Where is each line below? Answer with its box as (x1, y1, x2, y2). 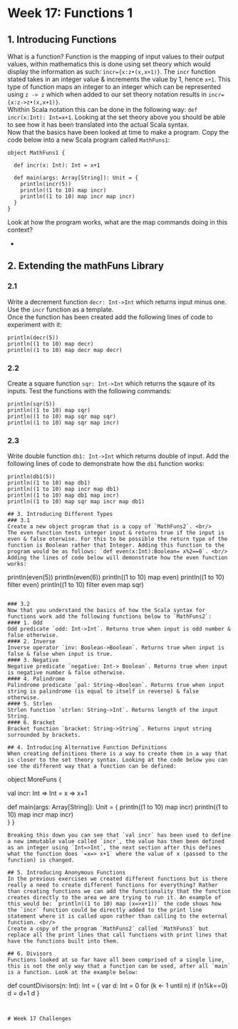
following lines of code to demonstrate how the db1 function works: (7, 460, 205, 468)
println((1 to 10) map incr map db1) (7, 486, 120, 493)
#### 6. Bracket (7, 719, 56, 726)
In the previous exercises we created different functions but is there (7, 875, 228, 883)
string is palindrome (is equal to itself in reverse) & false (7, 688, 200, 696)
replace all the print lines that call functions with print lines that (7, 931, 228, 938)
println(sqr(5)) (7, 400, 56, 408)
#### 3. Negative (7, 657, 59, 664)
